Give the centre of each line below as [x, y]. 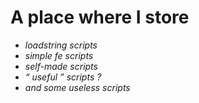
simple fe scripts [59, 55]
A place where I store [100, 17]
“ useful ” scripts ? [63, 77]
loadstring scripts [61, 45]
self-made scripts [61, 66]
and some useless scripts [77, 87]
